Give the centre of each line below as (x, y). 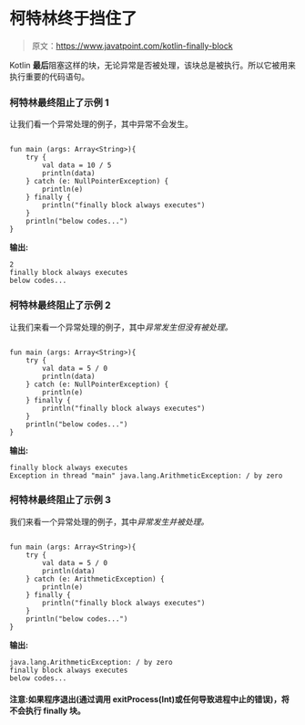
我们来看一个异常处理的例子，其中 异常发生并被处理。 (109, 521)
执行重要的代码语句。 (49, 76)
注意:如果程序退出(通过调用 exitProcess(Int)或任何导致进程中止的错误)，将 (149, 699)
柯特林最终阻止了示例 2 (60, 305)
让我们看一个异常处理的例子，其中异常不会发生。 (101, 124)
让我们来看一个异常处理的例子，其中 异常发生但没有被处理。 (121, 327)
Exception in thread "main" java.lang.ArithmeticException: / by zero (146, 476)
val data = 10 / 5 (77, 165)
